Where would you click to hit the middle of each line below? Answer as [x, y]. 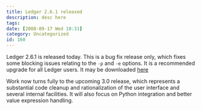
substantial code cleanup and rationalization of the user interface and [93, 87]
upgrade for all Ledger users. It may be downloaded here [77, 69]
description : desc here [36, 17]
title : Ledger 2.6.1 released [44, 12]
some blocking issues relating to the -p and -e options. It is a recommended [101, 63]
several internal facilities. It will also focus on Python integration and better [99, 94]
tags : [13, 23]
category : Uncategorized [38, 34]
